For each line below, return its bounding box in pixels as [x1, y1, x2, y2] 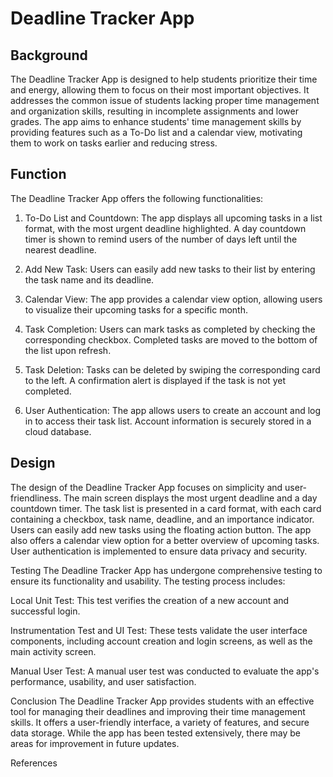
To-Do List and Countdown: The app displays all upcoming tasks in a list [24, 212, 323, 224]
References [10, 757, 58, 769]
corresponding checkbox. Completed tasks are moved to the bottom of [24, 333, 318, 346]
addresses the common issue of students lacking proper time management [10, 95, 320, 106]
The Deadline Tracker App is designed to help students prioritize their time [10, 73, 318, 85]
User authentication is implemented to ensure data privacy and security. [10, 545, 308, 557]
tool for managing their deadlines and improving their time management [10, 705, 306, 717]
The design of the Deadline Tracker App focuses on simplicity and [10, 481, 283, 493]
